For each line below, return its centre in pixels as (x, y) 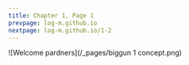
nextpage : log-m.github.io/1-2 (60, 30)
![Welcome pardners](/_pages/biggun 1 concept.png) (95, 53)
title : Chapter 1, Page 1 (51, 15)
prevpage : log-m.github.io (53, 23)
